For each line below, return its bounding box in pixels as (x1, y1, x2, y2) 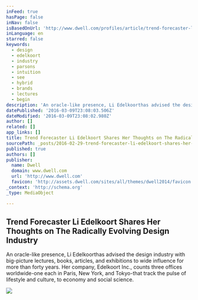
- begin (11, 96, 31, 102)
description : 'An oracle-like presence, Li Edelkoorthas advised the (6, 102, 181, 108)
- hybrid (11, 80, 33, 86)
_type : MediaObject (6, 190, 54, 195)
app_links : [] (6, 129, 41, 136)
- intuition (11, 69, 41, 75)
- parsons (11, 63, 35, 70)
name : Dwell (11, 162, 41, 168)
